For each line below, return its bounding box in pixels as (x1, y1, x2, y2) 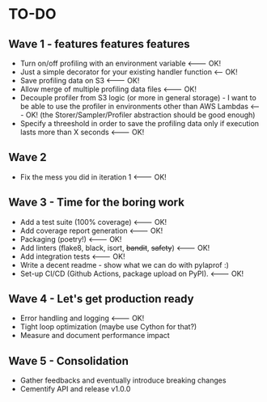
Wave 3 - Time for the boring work (8, 196, 184, 209)
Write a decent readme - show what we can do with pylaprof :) (19, 260, 229, 269)
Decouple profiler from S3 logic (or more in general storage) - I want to (19, 93, 256, 102)
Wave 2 (8, 150, 47, 164)
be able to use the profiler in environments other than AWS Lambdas (19, 102, 249, 111)
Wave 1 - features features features (8, 37, 190, 51)
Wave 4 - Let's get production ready (8, 292, 194, 306)
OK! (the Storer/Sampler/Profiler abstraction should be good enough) (25, 110, 256, 120)
